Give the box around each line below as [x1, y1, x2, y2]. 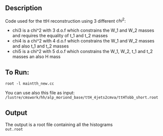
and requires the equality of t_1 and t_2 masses [12, 33, 108, 39]
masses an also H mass [12, 54, 61, 60]
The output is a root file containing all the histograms [5, 122, 113, 128]
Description [5, 4, 42, 12]
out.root [5, 127, 23, 132]
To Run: [5, 68, 30, 76]
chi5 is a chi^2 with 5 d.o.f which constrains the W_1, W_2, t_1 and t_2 [12, 48, 153, 54]
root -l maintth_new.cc [5, 81, 54, 86]
